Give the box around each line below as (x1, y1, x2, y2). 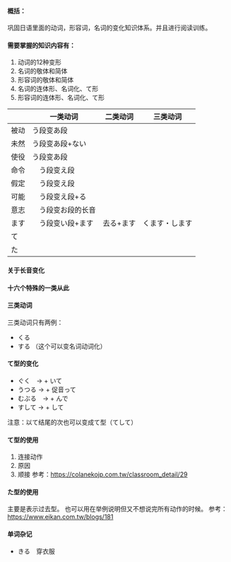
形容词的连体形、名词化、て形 (17, 93, 105, 102)
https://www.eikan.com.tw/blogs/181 (7, 513, 114, 521)
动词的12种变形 (17, 58, 62, 66)
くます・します (142, 218, 193, 228)
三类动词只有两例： (7, 318, 64, 327)
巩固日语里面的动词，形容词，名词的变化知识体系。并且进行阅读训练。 (7, 23, 212, 32)
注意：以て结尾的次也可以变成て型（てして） (7, 418, 138, 426)
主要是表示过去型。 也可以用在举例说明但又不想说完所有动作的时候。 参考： (7, 505, 227, 513)
